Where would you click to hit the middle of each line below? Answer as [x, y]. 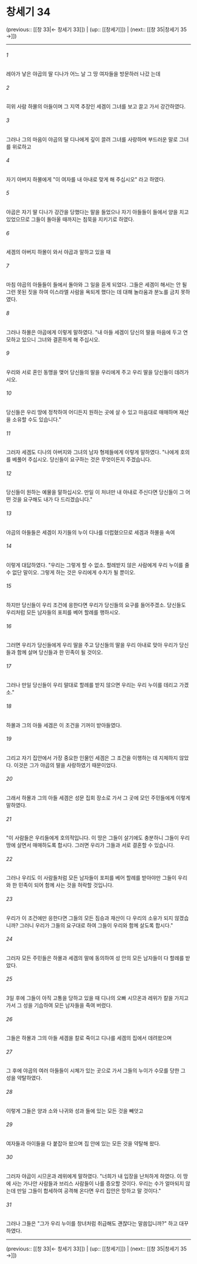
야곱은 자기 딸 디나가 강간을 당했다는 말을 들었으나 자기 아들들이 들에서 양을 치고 [98, 212]
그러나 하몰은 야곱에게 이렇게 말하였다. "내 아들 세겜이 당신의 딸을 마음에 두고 [94, 332]
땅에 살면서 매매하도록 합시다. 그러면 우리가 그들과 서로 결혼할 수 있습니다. [90, 845]
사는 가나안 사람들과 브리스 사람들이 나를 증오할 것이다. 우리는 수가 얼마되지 [98, 1184]
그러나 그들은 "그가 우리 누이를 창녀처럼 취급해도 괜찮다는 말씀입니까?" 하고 [92, 1224]
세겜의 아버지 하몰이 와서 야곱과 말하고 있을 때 [59, 252]
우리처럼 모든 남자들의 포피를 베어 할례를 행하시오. [63, 612]
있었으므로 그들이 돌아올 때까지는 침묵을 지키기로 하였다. [70, 219]
